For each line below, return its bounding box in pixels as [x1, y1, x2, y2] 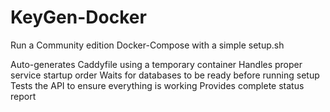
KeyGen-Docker [10, 6, 147, 29]
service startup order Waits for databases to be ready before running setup [10, 69, 320, 81]
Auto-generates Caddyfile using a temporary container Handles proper [10, 58, 303, 70]
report [10, 90, 37, 102]
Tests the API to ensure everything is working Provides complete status [10, 79, 305, 91]
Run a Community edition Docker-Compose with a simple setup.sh [10, 39, 285, 51]
